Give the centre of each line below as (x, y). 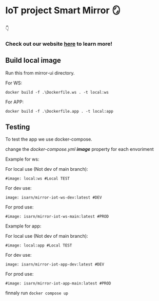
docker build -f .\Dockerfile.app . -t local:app (59, 111)
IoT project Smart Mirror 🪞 (63, 11)
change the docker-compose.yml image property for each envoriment (79, 149)
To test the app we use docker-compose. (49, 139)
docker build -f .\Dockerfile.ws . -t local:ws (57, 92)
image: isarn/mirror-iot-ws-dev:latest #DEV (54, 198)
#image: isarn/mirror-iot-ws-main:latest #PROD (57, 217)
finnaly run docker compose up (37, 293)
